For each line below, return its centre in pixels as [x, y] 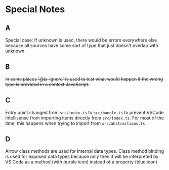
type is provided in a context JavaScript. [47, 84]
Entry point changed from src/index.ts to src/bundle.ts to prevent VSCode [85, 112]
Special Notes [35, 9]
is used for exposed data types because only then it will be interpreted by [82, 157]
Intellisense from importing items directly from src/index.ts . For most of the [85, 118]
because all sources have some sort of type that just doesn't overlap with [82, 46]
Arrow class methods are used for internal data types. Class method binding [85, 151]
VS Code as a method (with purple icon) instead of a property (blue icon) [81, 162]
